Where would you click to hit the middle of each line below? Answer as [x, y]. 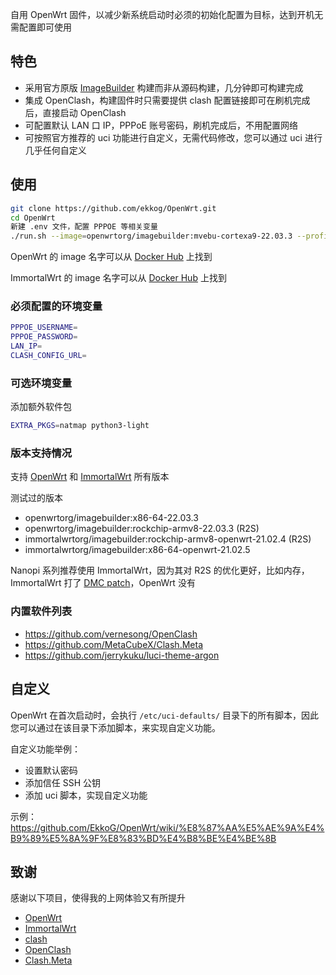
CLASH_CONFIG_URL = [48, 356]
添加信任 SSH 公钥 [63, 782]
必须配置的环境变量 [56, 306]
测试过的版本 [36, 498]
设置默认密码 [51, 770]
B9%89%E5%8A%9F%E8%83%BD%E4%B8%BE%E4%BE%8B [143, 838]
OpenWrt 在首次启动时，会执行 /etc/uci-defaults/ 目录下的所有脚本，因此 [165, 715]
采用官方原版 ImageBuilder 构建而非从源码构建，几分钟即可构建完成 [164, 87]
